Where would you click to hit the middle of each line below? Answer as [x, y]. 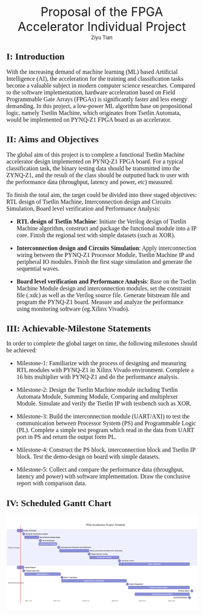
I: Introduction [35, 57]
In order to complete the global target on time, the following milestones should [102, 343]
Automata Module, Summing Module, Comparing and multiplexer [97, 397]
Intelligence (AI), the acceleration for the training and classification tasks [95, 78]
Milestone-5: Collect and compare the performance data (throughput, [100, 470]
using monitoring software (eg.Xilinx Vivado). [73, 309]
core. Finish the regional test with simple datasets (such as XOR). [96, 235]
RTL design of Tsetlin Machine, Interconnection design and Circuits [89, 202]
